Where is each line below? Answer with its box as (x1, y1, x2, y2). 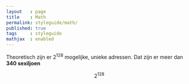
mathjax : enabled (6, 36, 54, 42)
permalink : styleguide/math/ (6, 20, 78, 25)
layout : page (6, 8, 46, 15)
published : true (6, 25, 46, 31)
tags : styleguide (6, 31, 62, 37)
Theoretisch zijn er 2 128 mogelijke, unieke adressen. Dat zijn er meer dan (6, 53, 183, 60)
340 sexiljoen (6, 60, 41, 67)
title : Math (6, 14, 46, 20)
